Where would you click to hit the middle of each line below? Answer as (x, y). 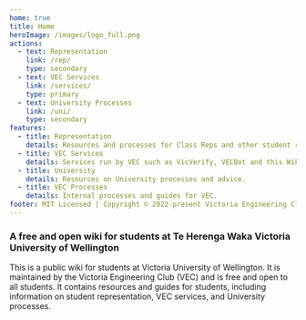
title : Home (32, 26)
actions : (26, 43)
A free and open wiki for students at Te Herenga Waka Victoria (150, 236)
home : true (30, 18)
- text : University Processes (75, 103)
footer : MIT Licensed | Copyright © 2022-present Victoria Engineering (148, 205)
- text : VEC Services (59, 77)
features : (28, 129)
